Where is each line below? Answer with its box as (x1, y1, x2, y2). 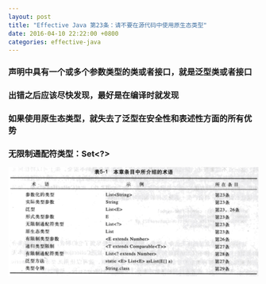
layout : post (8, 13, 52, 21)
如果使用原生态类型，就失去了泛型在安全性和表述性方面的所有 (8, 113, 245, 125)
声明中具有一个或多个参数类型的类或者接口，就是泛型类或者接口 (8, 67, 253, 78)
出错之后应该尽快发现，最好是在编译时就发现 (8, 90, 179, 101)
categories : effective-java (8, 38, 102, 46)
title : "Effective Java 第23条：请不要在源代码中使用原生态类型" (8, 21, 208, 29)
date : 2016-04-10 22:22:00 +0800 (8, 29, 119, 37)
